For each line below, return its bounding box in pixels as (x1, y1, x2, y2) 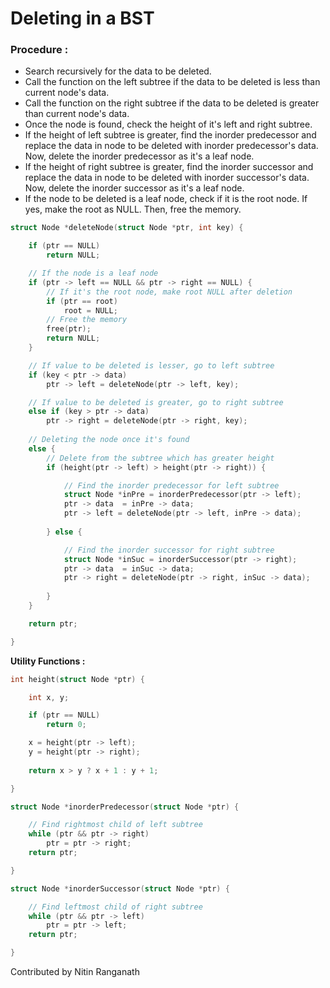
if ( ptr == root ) (46, 296, 118, 306)
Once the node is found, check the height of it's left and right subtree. (24, 118, 313, 131)
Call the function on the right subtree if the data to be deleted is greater (24, 97, 320, 109)
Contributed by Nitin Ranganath (10, 966, 140, 978)
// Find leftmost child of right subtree (28, 902, 203, 912)
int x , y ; (28, 692, 70, 702)
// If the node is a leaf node (28, 268, 159, 279)
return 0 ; (46, 720, 87, 730)
